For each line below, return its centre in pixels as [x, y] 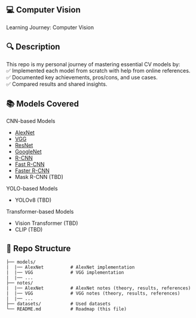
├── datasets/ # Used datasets [59, 304]
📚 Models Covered [43, 104]
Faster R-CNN [32, 171]
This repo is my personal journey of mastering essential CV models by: [93, 64]
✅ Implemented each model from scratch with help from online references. [98, 70]
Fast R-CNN [30, 164]
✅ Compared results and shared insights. [57, 84]
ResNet [24, 146]
